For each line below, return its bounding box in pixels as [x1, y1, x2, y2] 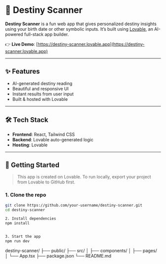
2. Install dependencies [5, 216, 56, 221]
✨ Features [5, 67, 40, 76]
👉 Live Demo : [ [5, 41, 38, 47]
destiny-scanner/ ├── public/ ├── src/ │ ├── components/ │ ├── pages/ [5, 247, 157, 254]
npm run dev [5, 239, 30, 244]
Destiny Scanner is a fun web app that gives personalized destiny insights [5, 21, 157, 27]
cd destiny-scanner [5, 207, 45, 212]
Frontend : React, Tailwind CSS [12, 131, 75, 137]
